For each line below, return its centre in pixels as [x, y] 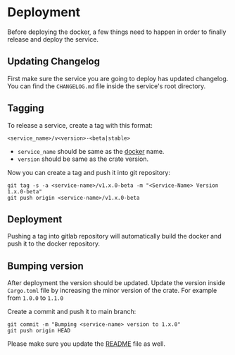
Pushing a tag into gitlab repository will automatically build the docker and [114, 236]
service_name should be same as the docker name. [91, 151]
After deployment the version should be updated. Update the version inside [116, 283]
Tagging [26, 108]
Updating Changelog [54, 62]
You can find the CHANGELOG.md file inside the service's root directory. [107, 86]
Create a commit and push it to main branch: [72, 312]
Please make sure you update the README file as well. [86, 344]
